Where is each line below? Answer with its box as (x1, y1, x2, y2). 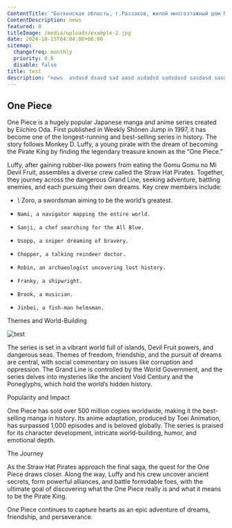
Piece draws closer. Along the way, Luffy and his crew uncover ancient (7, 470, 209, 478)
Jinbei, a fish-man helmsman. (17, 304, 105, 311)
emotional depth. (7, 436, 55, 444)
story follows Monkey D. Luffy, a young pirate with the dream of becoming (7, 140, 218, 148)
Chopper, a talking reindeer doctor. (17, 251, 126, 258)
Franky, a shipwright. (17, 277, 83, 285)
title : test (7, 68, 41, 75)
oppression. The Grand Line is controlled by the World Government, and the (7, 365, 223, 373)
